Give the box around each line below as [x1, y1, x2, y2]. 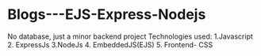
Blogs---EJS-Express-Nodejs [7, 6, 206, 24]
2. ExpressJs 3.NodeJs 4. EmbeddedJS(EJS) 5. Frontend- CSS [7, 39, 213, 49]
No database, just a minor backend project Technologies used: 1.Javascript [7, 32, 253, 41]
